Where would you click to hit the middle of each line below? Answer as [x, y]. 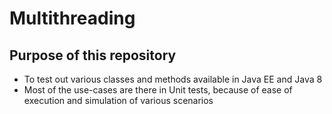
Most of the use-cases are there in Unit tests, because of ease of [158, 90]
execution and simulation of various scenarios [118, 100]
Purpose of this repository [93, 55]
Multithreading [72, 18]
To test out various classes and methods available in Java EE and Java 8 [173, 79]
